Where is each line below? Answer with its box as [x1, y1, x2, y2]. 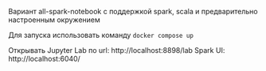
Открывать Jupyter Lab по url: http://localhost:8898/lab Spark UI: [8, 46, 225, 54]
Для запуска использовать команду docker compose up [8, 31, 194, 39]
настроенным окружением [8, 15, 101, 24]
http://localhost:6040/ [8, 54, 81, 63]
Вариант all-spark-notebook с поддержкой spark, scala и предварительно [8, 7, 258, 16]
